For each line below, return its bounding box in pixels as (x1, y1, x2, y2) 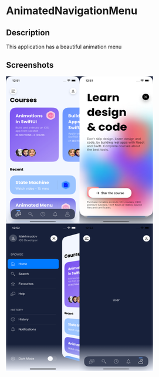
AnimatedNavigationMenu (6, 4, 138, 18)
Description (6, 28, 50, 38)
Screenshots (6, 60, 54, 70)
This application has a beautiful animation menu (6, 43, 122, 50)
